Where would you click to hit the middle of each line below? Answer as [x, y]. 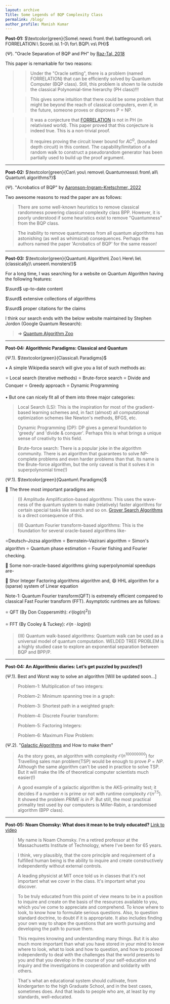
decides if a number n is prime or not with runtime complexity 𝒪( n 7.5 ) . [90, 793]
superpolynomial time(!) [42, 470]
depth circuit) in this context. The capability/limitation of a [90, 147]
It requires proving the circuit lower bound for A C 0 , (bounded [94, 141]
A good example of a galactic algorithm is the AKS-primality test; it [87, 787]
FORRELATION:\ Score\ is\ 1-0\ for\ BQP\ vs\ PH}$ [57, 44]
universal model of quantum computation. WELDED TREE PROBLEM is [91, 641]
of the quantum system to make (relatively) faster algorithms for [95, 505]
